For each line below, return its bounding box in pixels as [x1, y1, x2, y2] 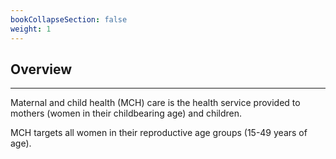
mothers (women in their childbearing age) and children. [10, 107, 243, 120]
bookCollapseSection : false [10, 14, 128, 25]
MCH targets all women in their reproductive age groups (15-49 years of [10, 127, 308, 139]
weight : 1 [10, 24, 52, 34]
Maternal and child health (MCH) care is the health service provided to [10, 97, 301, 109]
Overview [10, 61, 73, 78]
